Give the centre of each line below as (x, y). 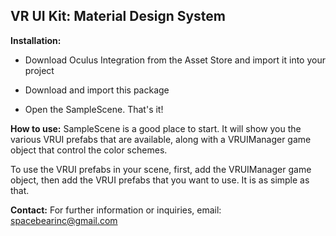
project (39, 70)
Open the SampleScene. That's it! (94, 109)
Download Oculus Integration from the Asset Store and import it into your (175, 60)
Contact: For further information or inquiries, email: (116, 210)
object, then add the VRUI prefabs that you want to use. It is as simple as (160, 180)
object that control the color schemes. (89, 150)
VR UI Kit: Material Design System (118, 16)
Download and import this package (97, 90)
